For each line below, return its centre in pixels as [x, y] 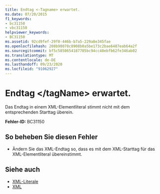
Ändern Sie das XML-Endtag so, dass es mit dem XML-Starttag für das [84, 149]
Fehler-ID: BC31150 [25, 121]
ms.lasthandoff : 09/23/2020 [34, 64]
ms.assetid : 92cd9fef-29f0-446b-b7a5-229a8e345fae [58, 42]
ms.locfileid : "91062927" [31, 69]
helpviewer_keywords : [27, 32]
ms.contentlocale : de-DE [30, 60]
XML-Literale [25, 181]
